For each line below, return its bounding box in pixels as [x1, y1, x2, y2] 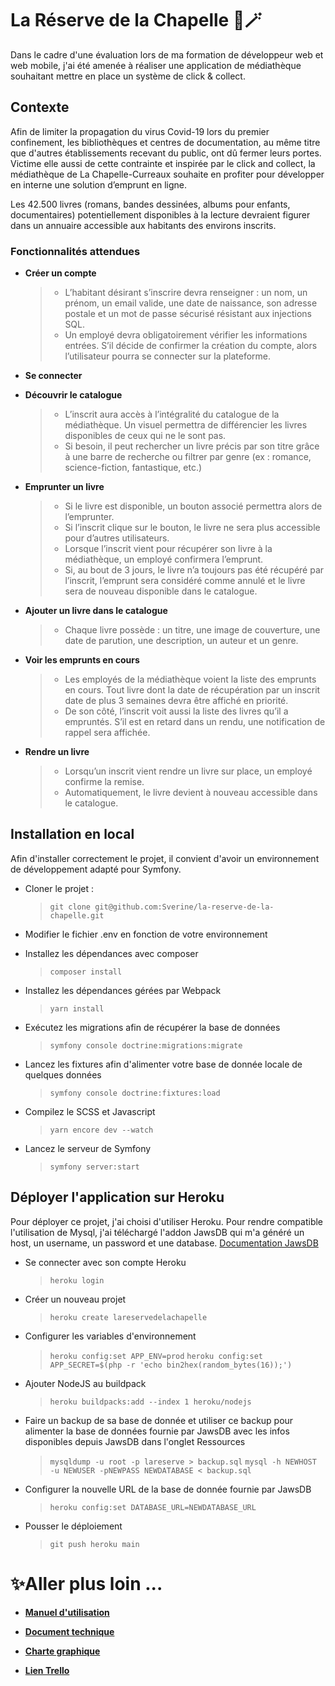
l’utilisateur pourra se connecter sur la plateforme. [64, 350, 272, 362]
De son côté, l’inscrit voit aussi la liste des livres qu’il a [64, 705, 289, 717]
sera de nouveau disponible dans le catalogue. [64, 585, 258, 597]
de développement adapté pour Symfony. [10, 863, 182, 875]
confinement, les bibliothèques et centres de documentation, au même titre [10, 136, 321, 148]
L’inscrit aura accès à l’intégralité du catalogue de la [64, 408, 280, 421]
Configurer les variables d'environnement [24, 1330, 197, 1342]
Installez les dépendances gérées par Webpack [24, 984, 222, 996]
